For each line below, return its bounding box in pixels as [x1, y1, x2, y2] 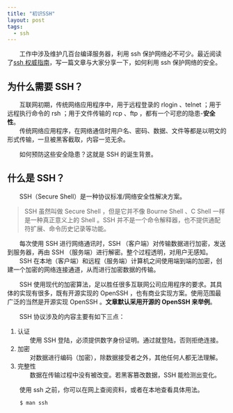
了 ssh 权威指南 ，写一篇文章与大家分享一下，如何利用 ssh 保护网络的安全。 [7, 59, 221, 67]
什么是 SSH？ [7, 172, 65, 185]
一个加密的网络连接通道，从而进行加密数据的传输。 [13, 265, 160, 274]
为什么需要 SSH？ [7, 81, 83, 93]
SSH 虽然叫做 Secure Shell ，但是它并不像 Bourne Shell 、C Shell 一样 [24, 207, 225, 215]
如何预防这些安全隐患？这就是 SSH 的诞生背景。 [19, 150, 158, 159]
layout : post [7, 17, 45, 24]
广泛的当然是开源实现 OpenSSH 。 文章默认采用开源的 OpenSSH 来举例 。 [7, 297, 217, 306]
